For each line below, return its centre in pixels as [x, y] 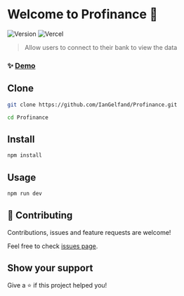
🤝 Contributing [40, 215]
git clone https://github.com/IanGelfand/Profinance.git [92, 105]
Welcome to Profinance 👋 [83, 14]
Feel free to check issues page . [53, 246]
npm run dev [25, 193]
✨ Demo [21, 65]
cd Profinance [28, 117]
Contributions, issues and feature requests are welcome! [89, 232]
